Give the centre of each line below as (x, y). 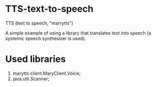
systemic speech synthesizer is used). (46, 38)
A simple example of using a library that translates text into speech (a (78, 33)
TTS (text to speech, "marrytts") (39, 23)
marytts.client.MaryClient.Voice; (47, 73)
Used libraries (36, 59)
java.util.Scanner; (31, 79)
